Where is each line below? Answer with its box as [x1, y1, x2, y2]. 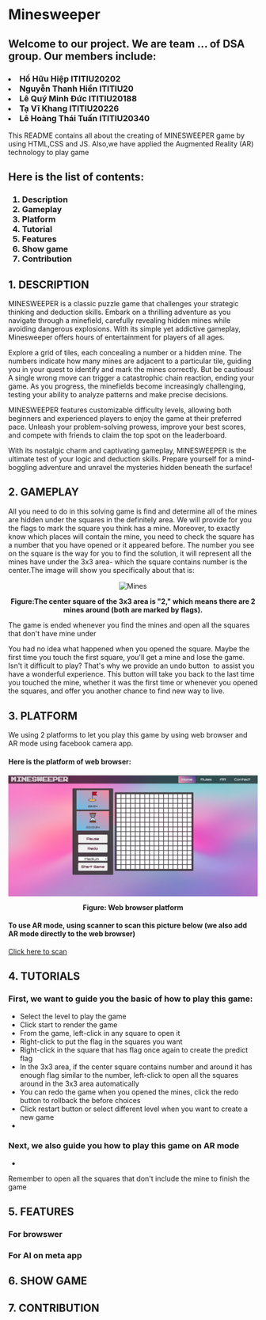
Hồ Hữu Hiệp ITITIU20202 [19, 73, 121, 84]
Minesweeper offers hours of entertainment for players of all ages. [8, 332, 226, 342]
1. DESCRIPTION [8, 278, 89, 291]
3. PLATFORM [8, 709, 78, 723]
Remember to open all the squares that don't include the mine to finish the [8, 1174, 250, 1183]
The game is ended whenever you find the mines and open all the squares [8, 620, 250, 630]
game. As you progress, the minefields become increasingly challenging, [8, 381, 246, 391]
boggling [8, 463, 37, 472]
